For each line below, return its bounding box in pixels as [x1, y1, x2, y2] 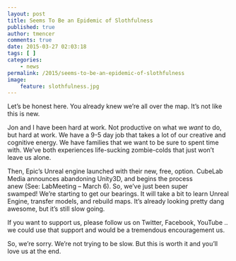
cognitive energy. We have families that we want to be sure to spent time [7, 139, 219, 147]
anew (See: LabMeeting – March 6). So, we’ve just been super [7, 182, 189, 191]
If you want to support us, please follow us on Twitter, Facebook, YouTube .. [7, 219, 228, 227]
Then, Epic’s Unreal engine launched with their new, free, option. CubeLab [7, 167, 223, 175]
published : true [7, 23, 55, 30]
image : [7, 76, 27, 83]
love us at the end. [7, 247, 61, 255]
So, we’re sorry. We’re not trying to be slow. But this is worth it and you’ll [7, 240, 218, 248]
